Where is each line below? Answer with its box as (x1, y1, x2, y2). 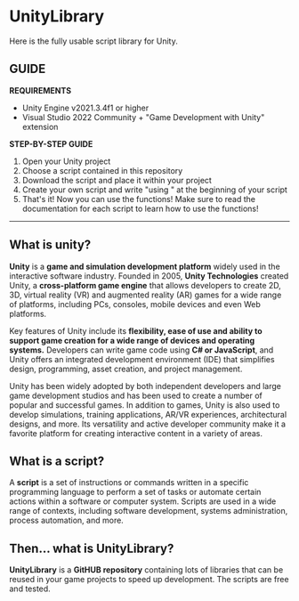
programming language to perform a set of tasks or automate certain (9, 487, 262, 498)
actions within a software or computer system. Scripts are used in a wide (9, 496, 277, 507)
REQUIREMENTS (9, 85, 72, 95)
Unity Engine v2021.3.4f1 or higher (21, 102, 149, 113)
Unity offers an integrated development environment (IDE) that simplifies (9, 353, 275, 364)
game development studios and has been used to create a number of (9, 390, 263, 401)
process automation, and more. (9, 515, 125, 526)
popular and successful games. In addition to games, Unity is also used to (9, 399, 280, 410)
